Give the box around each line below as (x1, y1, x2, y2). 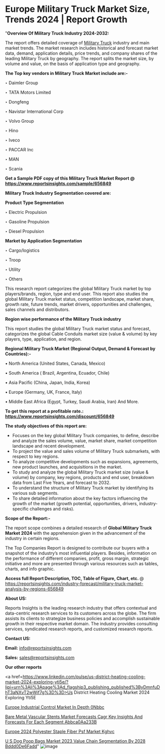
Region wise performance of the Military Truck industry (5, 316, 122, 322)
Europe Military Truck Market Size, (5, 3, 150, 15)
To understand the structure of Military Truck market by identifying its (12, 484, 154, 491)
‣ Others (5, 276, 23, 282)
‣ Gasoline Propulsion (5, 218, 50, 225)
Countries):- (5, 351, 31, 357)
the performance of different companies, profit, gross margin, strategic (5, 555, 149, 561)
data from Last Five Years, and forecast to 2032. (12, 480, 111, 485)
